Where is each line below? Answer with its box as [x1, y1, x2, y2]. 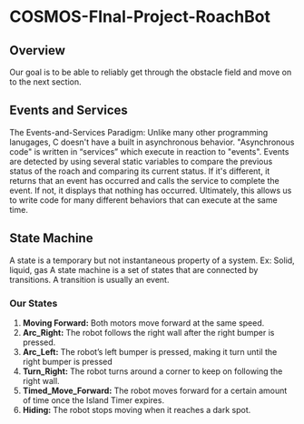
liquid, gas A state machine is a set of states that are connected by [9, 264, 259, 275]
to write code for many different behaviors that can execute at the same [9, 194, 279, 206]
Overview [9, 43, 66, 58]
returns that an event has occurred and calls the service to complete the [9, 175, 279, 186]
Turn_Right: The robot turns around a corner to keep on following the [22, 366, 283, 377]
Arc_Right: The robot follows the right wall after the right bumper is [22, 327, 275, 338]
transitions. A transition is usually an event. [9, 274, 170, 285]
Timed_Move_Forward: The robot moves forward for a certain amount [22, 385, 288, 396]
